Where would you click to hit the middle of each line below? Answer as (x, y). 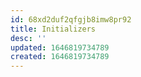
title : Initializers (53, 29)
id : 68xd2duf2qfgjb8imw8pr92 (71, 19)
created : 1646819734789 (60, 57)
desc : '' (28, 38)
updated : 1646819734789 (60, 47)
